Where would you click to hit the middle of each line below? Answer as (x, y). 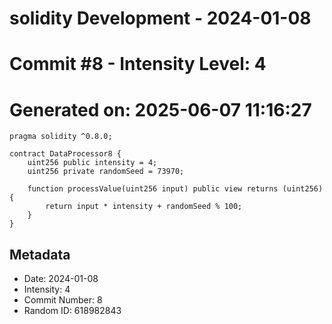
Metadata (40, 254)
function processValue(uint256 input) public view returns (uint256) (175, 189)
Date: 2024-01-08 (61, 279)
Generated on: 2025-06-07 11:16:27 (160, 109)
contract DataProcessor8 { (65, 154)
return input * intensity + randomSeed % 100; (144, 207)
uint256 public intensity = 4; (92, 163)
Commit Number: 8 (63, 300)
